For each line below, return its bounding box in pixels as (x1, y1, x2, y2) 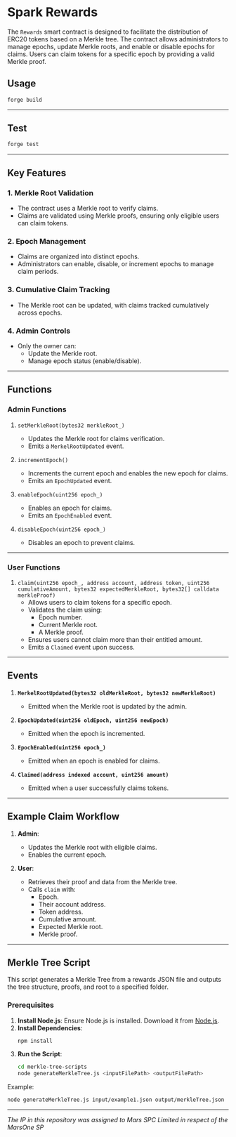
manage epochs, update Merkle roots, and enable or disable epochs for (7, 42, 215, 51)
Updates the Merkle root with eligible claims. (27, 843, 157, 851)
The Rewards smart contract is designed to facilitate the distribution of (7, 27, 209, 36)
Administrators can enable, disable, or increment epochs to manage (17, 260, 214, 268)
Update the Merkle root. (27, 349, 98, 357)
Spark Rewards (7, 4, 98, 20)
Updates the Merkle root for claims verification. (27, 434, 165, 442)
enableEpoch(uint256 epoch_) (17, 491, 103, 499)
